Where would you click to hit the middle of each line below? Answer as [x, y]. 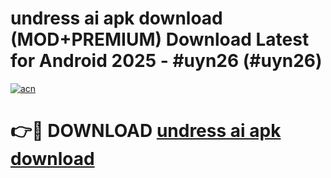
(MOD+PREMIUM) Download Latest [160, 39]
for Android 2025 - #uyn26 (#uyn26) [166, 61]
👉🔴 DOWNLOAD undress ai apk [146, 131]
